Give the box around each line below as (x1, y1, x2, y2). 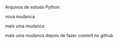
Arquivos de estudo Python (5, 4, 60, 10)
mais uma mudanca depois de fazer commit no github (5, 33, 114, 38)
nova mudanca (5, 14, 35, 19)
